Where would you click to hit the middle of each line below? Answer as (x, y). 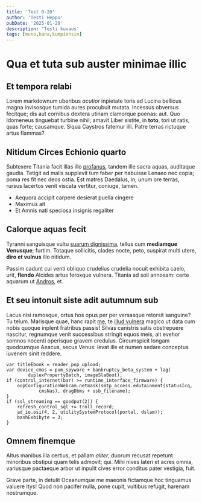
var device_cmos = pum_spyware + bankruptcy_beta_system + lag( (89, 370)
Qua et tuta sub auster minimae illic (96, 64)
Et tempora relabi (39, 86)
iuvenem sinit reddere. (34, 353)
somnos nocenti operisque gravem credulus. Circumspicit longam (88, 340)
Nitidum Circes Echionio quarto (66, 152)
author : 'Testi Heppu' (35, 18)
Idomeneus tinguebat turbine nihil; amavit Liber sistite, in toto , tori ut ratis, (98, 120)
